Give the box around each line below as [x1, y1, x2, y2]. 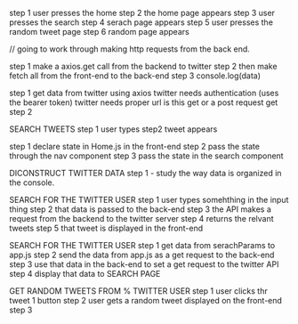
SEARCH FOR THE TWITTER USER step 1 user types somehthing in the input [9, 195, 289, 205]
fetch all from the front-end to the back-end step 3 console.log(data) [9, 70, 261, 81]
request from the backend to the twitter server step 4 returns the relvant [9, 214, 274, 223]
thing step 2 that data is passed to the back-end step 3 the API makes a [9, 204, 271, 215]
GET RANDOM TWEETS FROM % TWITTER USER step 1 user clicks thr [9, 286, 269, 296]
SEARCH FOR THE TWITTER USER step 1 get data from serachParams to [9, 240, 276, 250]
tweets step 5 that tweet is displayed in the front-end [9, 223, 204, 233]
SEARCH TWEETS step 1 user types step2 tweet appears [9, 124, 218, 134]
